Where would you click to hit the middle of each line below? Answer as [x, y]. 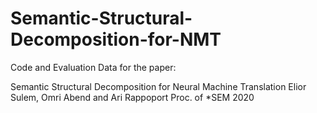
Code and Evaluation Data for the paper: [93, 67]
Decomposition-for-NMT [116, 39]
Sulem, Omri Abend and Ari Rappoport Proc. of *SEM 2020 [132, 97]
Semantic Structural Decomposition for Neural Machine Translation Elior [158, 86]
